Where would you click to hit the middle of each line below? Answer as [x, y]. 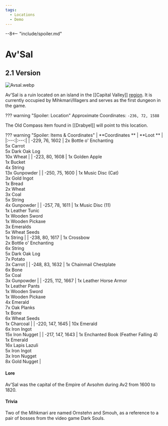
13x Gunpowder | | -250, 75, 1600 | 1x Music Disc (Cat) [62, 173]
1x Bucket [15, 162]
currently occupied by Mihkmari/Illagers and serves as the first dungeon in [83, 100]
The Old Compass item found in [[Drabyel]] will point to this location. [77, 125]
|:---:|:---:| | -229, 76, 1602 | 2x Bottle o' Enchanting [59, 140]
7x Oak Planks [20, 308]
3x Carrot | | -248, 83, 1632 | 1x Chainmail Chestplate [60, 265]
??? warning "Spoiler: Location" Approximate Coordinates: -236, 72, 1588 [82, 116]
